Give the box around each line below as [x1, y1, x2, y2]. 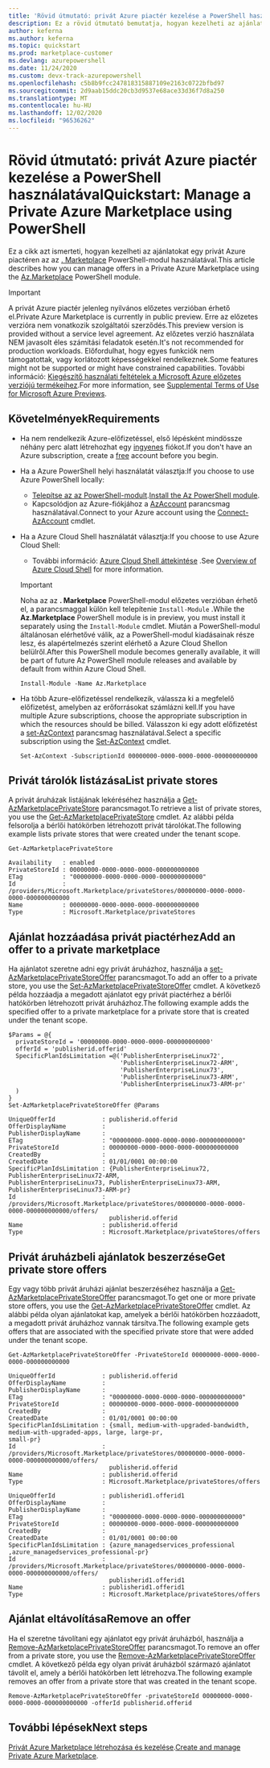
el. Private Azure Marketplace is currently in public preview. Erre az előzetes [8, 312, 259, 321]
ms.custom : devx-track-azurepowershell [8, 72, 142, 80]
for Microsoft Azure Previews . [8, 388, 107, 399]
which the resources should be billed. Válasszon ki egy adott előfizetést [19, 719, 258, 729]
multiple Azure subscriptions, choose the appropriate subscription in [19, 710, 247, 721]
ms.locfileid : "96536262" [8, 117, 95, 125]
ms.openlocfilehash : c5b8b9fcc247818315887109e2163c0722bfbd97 [8, 79, 225, 87]
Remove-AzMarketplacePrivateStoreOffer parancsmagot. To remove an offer [8, 1642, 260, 1651]
